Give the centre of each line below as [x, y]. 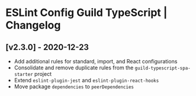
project [43, 74]
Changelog [33, 25]
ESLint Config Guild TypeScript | [86, 13]
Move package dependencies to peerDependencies [74, 87]
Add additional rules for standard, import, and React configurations [96, 61]
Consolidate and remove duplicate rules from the [74, 68]
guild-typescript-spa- [163, 68]
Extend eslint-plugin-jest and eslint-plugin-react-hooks [86, 80]
